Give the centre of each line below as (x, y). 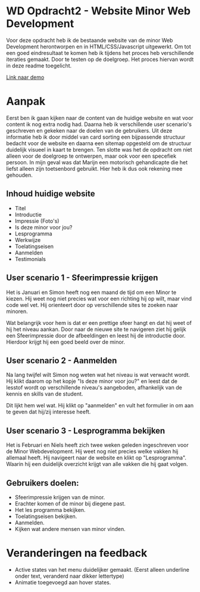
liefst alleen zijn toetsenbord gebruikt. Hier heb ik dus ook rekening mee (94, 168)
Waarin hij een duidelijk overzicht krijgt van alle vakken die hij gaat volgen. (97, 464)
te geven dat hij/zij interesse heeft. (49, 412)
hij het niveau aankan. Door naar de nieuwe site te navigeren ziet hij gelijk (96, 329)
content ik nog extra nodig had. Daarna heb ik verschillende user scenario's (99, 124)
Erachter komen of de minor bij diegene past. (70, 504)
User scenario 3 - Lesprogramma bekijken (86, 430)
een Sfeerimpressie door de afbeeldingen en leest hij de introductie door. (96, 335)
